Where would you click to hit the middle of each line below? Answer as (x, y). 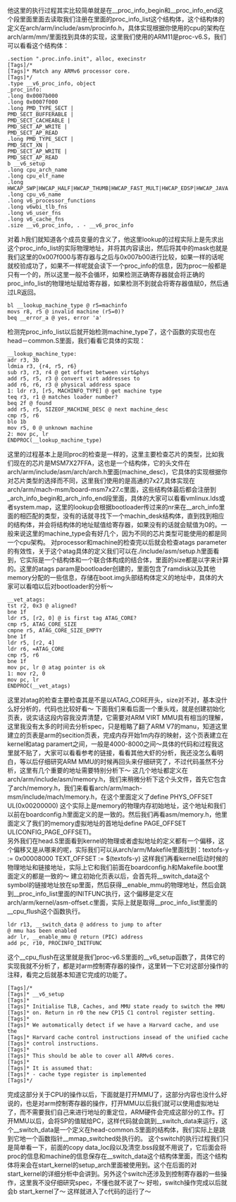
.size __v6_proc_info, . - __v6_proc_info (70, 225)
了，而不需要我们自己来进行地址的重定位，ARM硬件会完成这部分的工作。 (113, 1112)
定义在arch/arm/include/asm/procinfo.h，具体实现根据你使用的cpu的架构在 (116, 28)
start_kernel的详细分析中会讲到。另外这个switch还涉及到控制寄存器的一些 (114, 1174)
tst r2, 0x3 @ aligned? (42, 606)
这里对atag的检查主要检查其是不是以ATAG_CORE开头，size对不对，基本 (111, 700)
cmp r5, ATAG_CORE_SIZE (42, 624)
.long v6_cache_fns (36, 219)
